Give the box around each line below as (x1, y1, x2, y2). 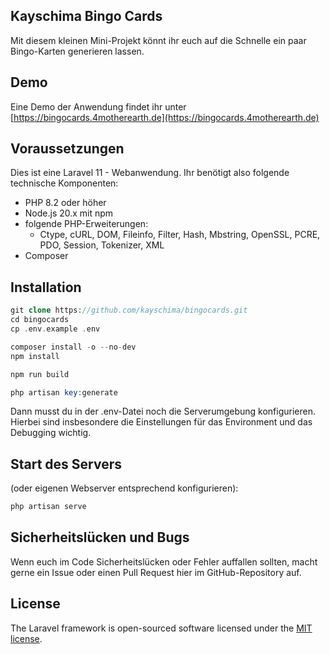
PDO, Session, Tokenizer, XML (39, 239, 165, 251)
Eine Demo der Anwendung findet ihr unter (10, 100, 187, 113)
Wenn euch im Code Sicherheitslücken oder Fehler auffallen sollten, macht (10, 555, 318, 568)
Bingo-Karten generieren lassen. (10, 45, 145, 57)
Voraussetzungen (10, 140, 125, 158)
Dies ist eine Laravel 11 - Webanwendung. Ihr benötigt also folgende (10, 167, 290, 179)
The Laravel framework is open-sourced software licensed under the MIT (10, 622, 313, 634)
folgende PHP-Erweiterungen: (24, 218, 149, 230)
